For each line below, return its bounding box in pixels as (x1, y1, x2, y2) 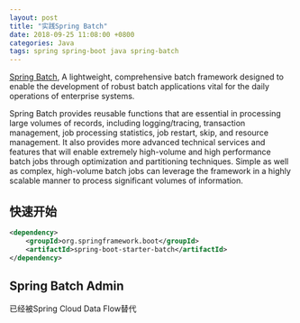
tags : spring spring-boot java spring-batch (9, 47, 179, 56)
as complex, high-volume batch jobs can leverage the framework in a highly (9, 166, 291, 177)
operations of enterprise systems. (9, 91, 135, 102)
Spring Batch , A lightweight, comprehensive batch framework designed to (9, 71, 284, 82)
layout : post (9, 13, 59, 23)
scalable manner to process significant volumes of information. (9, 175, 243, 186)
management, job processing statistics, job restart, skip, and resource (9, 127, 268, 138)
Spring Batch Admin (9, 278, 124, 293)
